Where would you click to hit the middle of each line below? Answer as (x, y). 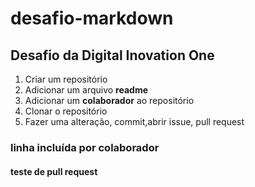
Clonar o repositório (66, 111)
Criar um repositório (66, 79)
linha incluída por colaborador (85, 147)
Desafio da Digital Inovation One (112, 55)
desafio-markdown (92, 18)
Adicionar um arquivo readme (86, 90)
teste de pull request (54, 171)
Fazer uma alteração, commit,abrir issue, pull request (134, 121)
